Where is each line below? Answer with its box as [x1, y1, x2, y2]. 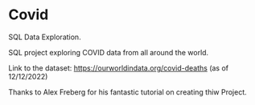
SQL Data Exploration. [8, 32, 82, 42]
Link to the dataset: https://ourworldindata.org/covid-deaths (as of [8, 63, 229, 73]
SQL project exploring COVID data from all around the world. [8, 47, 209, 57]
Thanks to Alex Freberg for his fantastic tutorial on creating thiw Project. [8, 87, 247, 97]
